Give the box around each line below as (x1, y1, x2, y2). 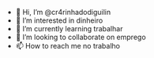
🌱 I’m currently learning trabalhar (15, 24, 123, 33)
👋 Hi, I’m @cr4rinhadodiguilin (15, 8, 111, 16)
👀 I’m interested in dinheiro (15, 16, 103, 25)
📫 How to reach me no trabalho (15, 42, 121, 50)
